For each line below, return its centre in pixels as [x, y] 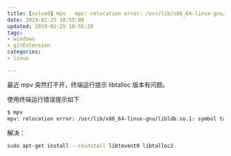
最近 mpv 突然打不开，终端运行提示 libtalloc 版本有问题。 [88, 85]
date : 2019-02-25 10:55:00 [46, 20]
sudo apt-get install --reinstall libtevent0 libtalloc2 [90, 146]
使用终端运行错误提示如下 [43, 99]
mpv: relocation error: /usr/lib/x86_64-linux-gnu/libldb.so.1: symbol [112, 119]
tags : [15, 33]
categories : [24, 52]
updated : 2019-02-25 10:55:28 [51, 26]
